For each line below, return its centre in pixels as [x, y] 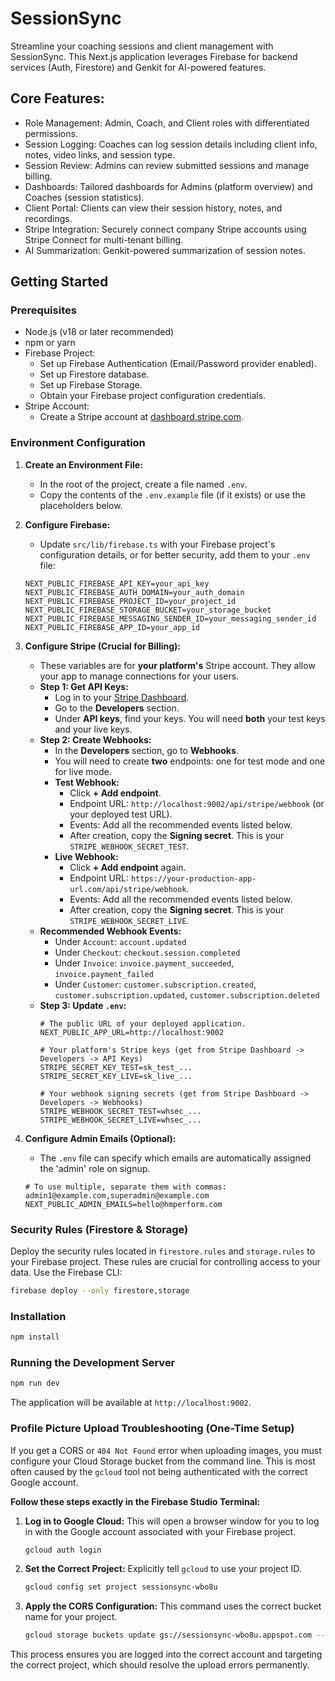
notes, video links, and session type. [100, 154]
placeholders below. [81, 505]
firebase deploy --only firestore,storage [100, 1291]
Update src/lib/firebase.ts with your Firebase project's [157, 544]
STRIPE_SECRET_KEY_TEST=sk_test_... [116, 1067]
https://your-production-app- [193, 878]
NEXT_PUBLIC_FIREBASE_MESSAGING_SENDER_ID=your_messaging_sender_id [170, 618]
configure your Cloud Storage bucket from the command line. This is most [163, 1461]
